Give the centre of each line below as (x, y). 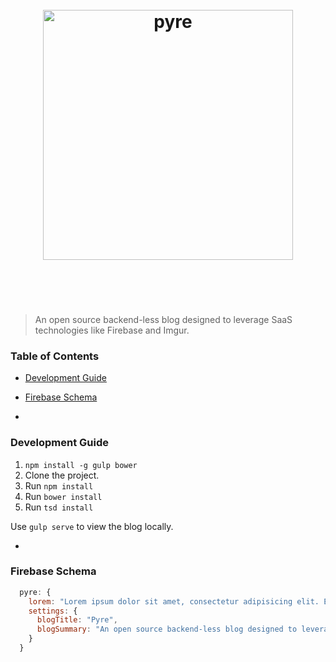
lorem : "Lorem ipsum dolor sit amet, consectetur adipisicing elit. (174, 601)
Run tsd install (59, 507)
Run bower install (63, 496)
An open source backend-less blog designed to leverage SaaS (163, 319)
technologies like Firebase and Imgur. (112, 330)
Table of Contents (55, 356)
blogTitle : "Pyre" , (77, 620)
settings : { (53, 611)
